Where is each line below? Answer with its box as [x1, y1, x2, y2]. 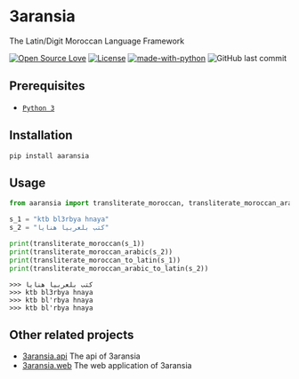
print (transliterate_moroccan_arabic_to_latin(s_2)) [9, 264, 209, 272]
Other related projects [9, 327, 134, 343]
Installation [9, 128, 73, 143]
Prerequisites [9, 78, 85, 94]
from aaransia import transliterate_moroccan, [9, 199, 185, 208]
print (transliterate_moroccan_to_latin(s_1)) [9, 256, 181, 265]
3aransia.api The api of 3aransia [21, 351, 141, 361]
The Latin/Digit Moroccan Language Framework [9, 36, 185, 46]
